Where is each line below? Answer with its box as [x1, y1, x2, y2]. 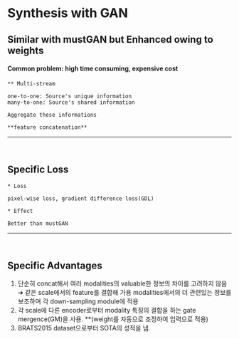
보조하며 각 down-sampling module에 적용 [17, 297, 139, 306]
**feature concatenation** [7, 123, 87, 131]
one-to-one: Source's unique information [7, 93, 132, 100]
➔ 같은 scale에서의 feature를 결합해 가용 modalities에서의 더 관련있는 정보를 [17, 288, 232, 297]
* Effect [7, 207, 33, 214]
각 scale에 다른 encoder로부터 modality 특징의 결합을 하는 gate [17, 306, 196, 315]
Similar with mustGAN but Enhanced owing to [7, 33, 213, 46]
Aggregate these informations [7, 111, 97, 118]
